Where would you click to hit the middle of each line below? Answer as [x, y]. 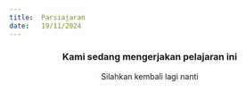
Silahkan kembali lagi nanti [150, 76]
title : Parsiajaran [48, 17]
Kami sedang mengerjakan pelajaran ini [150, 57]
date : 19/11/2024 [45, 26]
